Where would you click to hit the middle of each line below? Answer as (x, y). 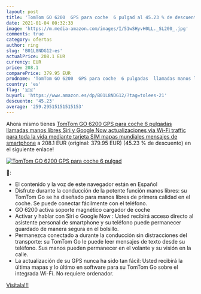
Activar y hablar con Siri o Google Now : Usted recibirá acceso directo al (104, 216)
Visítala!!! (17, 285)
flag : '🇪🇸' (21, 90)
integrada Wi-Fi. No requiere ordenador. (64, 273)
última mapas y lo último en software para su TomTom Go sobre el (96, 267)
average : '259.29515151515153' (45, 106)
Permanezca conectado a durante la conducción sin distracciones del (101, 235)
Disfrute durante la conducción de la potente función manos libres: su (101, 190)
